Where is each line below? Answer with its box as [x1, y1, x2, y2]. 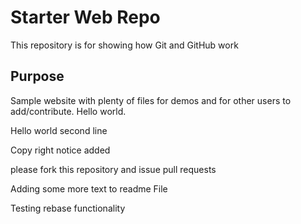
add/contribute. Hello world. [10, 105, 127, 117]
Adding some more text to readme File [10, 182, 168, 195]
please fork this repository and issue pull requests [10, 163, 217, 175]
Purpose [10, 68, 65, 85]
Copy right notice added [10, 144, 111, 156]
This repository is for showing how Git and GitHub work [10, 39, 239, 51]
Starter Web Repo [10, 6, 161, 29]
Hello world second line [10, 124, 108, 136]
